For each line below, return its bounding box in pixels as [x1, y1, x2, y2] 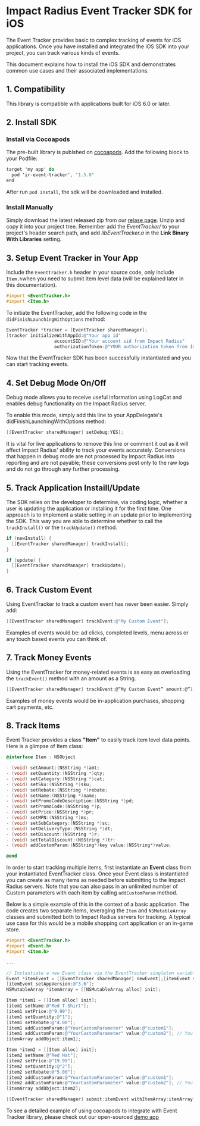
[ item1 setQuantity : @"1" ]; [6, 1014, 73, 1020]
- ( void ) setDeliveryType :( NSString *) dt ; [6, 825, 113, 831]
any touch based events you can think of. [6, 635, 107, 642]
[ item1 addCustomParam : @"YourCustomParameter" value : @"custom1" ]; [6, 1025, 174, 1031]
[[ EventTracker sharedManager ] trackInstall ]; [11, 540, 129, 547]
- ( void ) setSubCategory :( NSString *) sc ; [6, 820, 111, 826]
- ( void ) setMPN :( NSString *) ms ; [6, 815, 89, 821]
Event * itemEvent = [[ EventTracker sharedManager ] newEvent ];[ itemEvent [6, 975, 190, 981]
